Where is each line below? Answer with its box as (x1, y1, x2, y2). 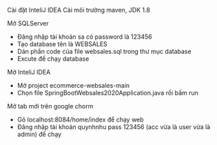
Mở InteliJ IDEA (7, 68, 51, 76)
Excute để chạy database (17, 55, 90, 63)
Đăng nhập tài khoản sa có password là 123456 (17, 32, 153, 41)
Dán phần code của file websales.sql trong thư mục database (17, 48, 192, 55)
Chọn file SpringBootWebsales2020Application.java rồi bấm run (17, 89, 198, 97)
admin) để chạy (17, 130, 62, 138)
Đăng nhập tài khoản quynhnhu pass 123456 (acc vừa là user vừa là (17, 123, 211, 130)
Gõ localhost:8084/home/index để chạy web (17, 115, 144, 124)
